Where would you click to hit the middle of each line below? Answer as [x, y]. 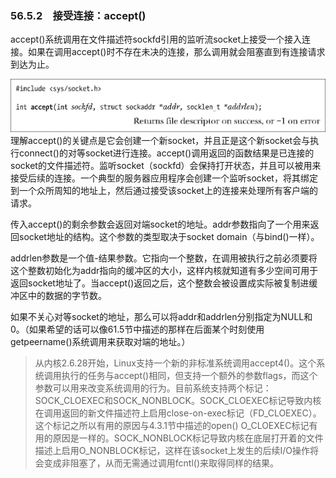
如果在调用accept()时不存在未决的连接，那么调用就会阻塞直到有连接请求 [176, 52]
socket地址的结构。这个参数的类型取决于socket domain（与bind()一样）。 [169, 237]
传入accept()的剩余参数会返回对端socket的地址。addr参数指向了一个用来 [160, 224]
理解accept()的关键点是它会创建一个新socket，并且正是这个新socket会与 [160, 141]
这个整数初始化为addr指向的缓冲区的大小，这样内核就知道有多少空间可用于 [164, 271]
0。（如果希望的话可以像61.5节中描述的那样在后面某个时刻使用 [137, 329]
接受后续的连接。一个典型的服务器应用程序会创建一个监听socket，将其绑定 [164, 178]
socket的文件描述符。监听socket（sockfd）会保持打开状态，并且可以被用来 [166, 166]
